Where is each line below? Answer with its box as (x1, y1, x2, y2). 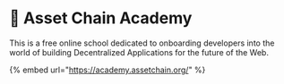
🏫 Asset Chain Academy (9, 8, 193, 29)
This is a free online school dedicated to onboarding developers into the (9, 38, 275, 48)
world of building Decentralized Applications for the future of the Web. (9, 46, 269, 57)
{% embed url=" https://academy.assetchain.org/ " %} (9, 64, 206, 75)
